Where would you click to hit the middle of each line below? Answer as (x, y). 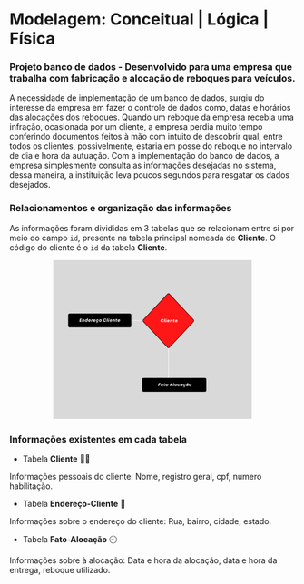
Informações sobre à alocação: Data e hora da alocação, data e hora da (143, 560)
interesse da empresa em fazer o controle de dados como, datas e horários (150, 108)
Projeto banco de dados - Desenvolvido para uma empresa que (151, 67)
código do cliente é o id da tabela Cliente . (88, 247)
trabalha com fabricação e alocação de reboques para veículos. (152, 79)
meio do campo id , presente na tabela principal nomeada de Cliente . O (143, 238)
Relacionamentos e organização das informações (121, 209)
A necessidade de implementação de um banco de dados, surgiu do (137, 98)
